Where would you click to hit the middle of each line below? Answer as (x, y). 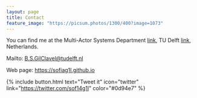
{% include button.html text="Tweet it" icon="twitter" (73, 82)
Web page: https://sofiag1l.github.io (50, 70)
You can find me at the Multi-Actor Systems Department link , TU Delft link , (99, 41)
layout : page (23, 12)
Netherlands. (22, 47)
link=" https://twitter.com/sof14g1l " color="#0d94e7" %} (76, 88)
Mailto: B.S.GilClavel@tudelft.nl (45, 59)
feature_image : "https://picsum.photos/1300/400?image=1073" (85, 23)
